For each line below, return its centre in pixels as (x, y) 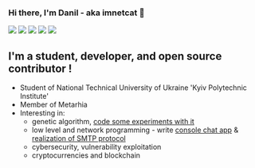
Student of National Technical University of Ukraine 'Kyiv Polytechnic (133, 88)
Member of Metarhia (53, 105)
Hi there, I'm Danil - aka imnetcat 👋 (76, 13)
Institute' (34, 96)
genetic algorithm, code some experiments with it (113, 122)
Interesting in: (42, 113)
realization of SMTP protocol (78, 139)
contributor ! (40, 68)
